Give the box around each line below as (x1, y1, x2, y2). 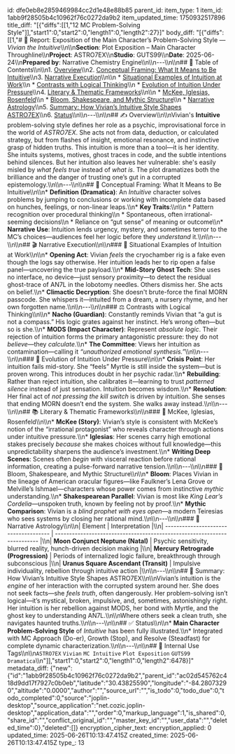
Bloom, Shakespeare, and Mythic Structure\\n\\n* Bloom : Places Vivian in (7, 470, 218, 478)
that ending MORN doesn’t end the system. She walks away (7, 400, 180, 408)
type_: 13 (58, 739, 85, 746)
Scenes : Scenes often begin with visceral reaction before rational (7, 455, 197, 463)
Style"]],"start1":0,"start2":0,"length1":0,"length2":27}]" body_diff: (7, 28, 195, 36)
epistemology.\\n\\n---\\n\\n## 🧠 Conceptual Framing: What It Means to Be (7, 180, 222, 189)
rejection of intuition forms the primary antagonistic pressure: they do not (7, 332, 219, 341)
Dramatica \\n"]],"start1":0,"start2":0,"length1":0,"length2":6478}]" (7, 657, 194, 665)
